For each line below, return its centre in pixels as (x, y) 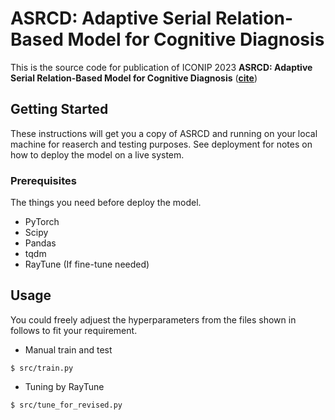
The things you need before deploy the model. (106, 203)
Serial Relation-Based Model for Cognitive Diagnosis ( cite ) (134, 78)
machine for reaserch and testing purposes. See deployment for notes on (161, 144)
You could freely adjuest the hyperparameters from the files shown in (153, 319)
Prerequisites (43, 180)
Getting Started (59, 109)
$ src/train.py (42, 368)
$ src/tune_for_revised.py (66, 405)
